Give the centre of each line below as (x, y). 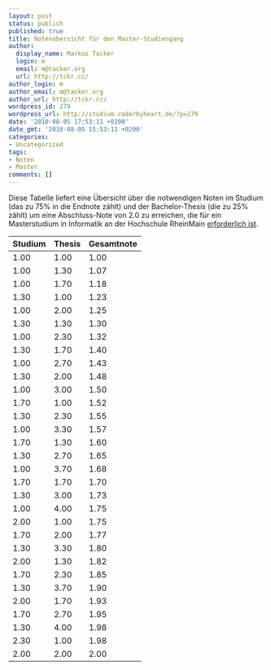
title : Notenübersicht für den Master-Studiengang (96, 39)
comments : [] (31, 175)
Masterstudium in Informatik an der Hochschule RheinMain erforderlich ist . (133, 224)
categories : (28, 137)
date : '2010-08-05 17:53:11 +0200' (69, 122)
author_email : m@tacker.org (56, 91)
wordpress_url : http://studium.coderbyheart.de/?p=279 (103, 115)
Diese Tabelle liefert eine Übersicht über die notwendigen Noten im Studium (136, 198)
